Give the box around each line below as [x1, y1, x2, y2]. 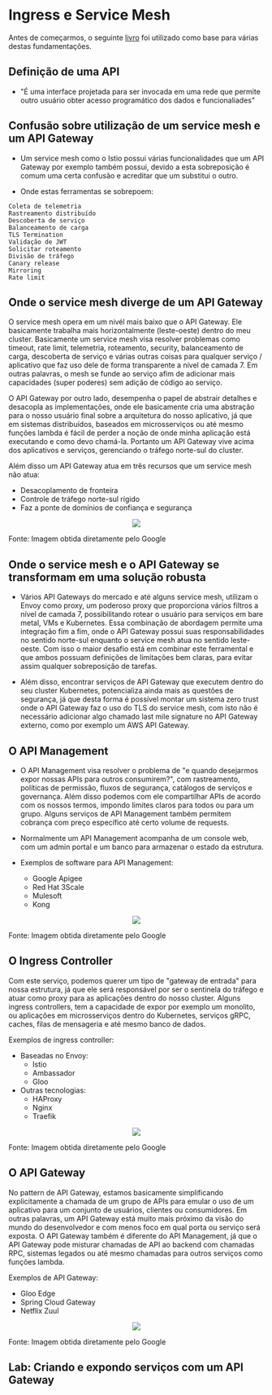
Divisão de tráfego [8, 252, 75, 260]
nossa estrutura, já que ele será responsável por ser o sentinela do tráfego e [8, 984, 264, 994]
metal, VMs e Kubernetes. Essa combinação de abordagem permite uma [19, 618, 263, 628]
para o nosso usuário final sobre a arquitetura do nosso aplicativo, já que [8, 411, 253, 420]
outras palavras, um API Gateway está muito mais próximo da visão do [8, 1213, 244, 1223]
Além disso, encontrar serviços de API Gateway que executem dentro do [19, 677, 264, 687]
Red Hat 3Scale [32, 882, 85, 891]
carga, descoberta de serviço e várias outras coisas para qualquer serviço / [8, 352, 262, 362]
